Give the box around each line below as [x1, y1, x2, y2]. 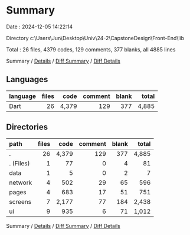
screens [9, 197, 31, 205]
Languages [6, 74, 48, 84]
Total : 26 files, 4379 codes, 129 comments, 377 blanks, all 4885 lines [6, 45, 176, 53]
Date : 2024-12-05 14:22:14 [6, 23, 73, 30]
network [9, 178, 32, 187]
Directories [6, 122, 48, 132]
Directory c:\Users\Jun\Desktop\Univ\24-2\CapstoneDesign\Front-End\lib [6, 34, 185, 41]
